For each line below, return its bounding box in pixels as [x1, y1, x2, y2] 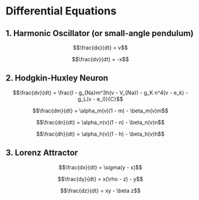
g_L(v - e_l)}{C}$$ [77, 95, 124, 103]
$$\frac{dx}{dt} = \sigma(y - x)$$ [58, 163, 142, 171]
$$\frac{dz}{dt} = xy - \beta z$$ [60, 187, 141, 194]
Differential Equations [5, 4, 117, 18]
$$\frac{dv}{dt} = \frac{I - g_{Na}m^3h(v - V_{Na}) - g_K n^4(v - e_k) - [13, 89, 188, 96]
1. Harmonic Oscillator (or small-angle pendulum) [5, 28, 194, 38]
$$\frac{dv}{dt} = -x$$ [72, 56, 129, 62]
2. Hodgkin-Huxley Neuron [5, 73, 109, 83]
